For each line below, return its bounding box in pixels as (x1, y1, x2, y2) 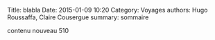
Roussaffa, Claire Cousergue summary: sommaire (7, 13, 149, 21)
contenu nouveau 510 (7, 27, 69, 34)
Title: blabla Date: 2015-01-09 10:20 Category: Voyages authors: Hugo (7, 6, 208, 14)
